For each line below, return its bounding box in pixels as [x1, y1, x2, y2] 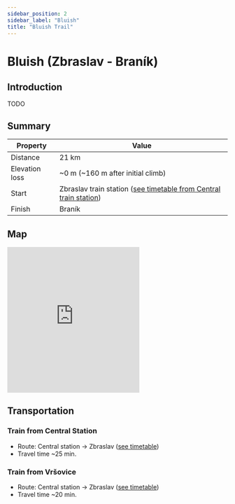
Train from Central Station [7, 426, 98, 436]
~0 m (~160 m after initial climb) [59, 169, 166, 178]
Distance [10, 153, 41, 162]
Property [16, 141, 47, 150]
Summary [7, 120, 51, 132]
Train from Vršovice [7, 467, 77, 477]
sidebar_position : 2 [7, 10, 68, 17]
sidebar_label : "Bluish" [7, 17, 80, 24]
